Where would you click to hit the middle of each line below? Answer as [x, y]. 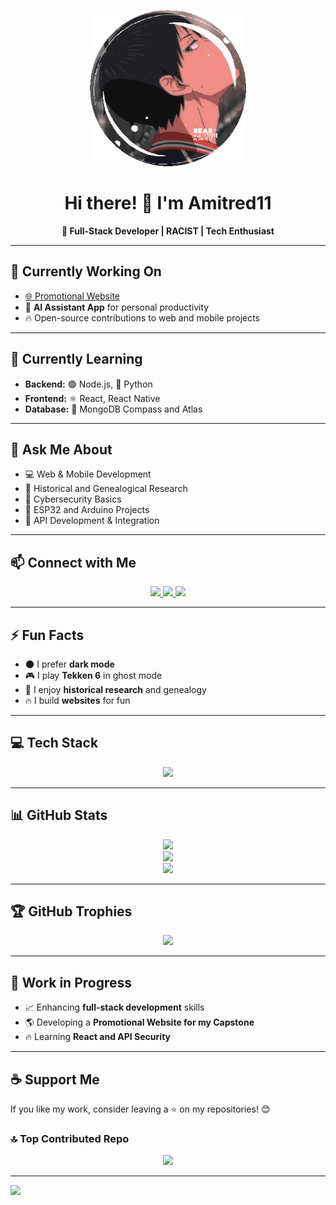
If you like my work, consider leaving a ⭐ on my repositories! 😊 [140, 1109]
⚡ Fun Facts [47, 635]
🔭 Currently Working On [86, 271]
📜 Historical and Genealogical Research [106, 489]
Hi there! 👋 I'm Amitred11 [168, 203]
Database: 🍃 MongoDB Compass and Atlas [113, 409]
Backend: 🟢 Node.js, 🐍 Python [88, 384]
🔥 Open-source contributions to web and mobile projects [142, 317]
